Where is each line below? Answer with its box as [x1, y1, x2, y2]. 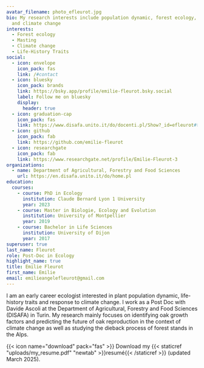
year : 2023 [22, 202, 50, 208]
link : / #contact [17, 71, 59, 77]
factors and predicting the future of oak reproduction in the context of [6, 317, 181, 325]
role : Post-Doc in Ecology [6, 252, 75, 259]
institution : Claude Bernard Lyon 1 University [22, 196, 146, 202]
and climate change [12, 20, 61, 26]
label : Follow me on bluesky [17, 94, 91, 100]
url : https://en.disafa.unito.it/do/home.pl [17, 173, 132, 180]
